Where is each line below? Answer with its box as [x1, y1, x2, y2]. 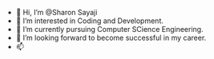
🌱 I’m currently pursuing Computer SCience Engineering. [15, 25, 204, 33]
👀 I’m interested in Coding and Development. [15, 16, 164, 26]
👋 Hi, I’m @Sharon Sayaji [15, 8, 98, 17]
